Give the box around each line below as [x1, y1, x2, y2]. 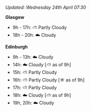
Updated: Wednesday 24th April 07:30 [5, 5, 86, 10]
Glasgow [5, 14, 24, 20]
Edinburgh [5, 44, 28, 50]
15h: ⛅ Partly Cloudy [12, 69, 57, 75]
